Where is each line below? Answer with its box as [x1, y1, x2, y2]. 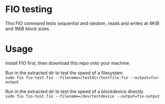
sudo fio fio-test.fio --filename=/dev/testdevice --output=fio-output [5, 93, 160, 99]
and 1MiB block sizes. [5, 25, 51, 31]
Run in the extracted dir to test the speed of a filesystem [5, 70, 123, 76]
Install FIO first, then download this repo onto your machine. [5, 60, 130, 66]
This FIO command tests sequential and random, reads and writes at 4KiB [5, 20, 159, 26]
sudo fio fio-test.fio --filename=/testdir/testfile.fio [5, 75, 128, 80]
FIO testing [5, 4, 52, 15]
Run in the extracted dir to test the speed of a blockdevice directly [5, 88, 144, 94]
